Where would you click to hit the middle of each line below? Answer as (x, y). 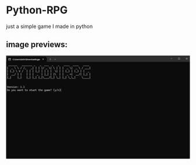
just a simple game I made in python (50, 26)
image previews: (37, 45)
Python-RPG (37, 10)
